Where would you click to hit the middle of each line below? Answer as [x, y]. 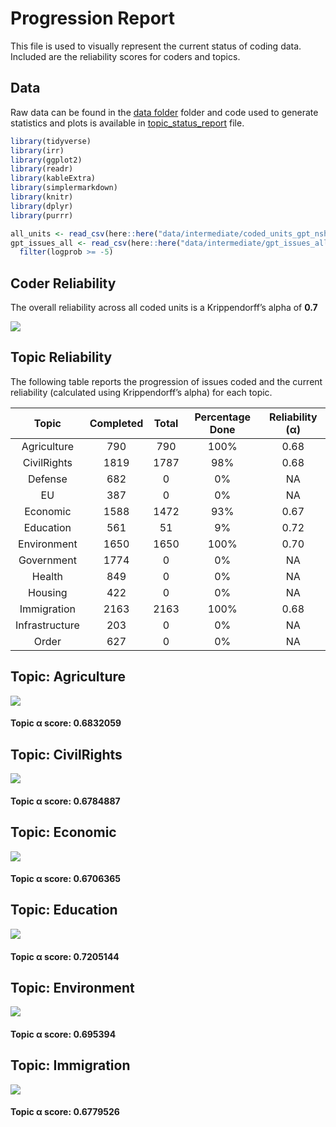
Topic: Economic [63, 832]
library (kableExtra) [53, 178]
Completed [116, 423]
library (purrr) [42, 215]
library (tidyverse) [51, 141]
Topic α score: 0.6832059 [66, 723]
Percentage [223, 417]
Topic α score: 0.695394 [63, 1034]
